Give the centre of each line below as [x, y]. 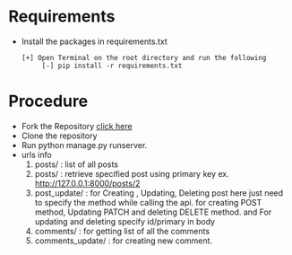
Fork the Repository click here [77, 126]
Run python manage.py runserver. [84, 145]
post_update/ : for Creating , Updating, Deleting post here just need [159, 193]
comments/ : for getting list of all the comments [122, 231]
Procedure [48, 101]
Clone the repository [59, 136]
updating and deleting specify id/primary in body [125, 221]
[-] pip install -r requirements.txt [112, 66]
